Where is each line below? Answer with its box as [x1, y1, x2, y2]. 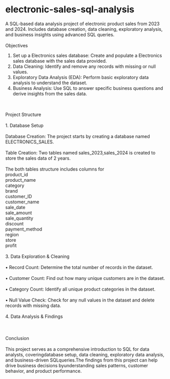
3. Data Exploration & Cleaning [5, 253, 70, 259]
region [5, 231, 19, 237]
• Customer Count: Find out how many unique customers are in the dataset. [5, 275, 165, 281]
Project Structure [5, 111, 41, 118]
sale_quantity [5, 215, 33, 221]
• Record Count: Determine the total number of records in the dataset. [5, 264, 153, 270]
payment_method [5, 226, 42, 232]
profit [5, 242, 17, 249]
